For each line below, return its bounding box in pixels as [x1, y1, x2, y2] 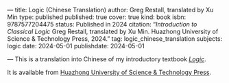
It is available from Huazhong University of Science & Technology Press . [7, 68, 211, 76]
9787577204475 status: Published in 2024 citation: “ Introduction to [7, 20, 197, 28]
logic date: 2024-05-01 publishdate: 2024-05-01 [7, 42, 145, 50]
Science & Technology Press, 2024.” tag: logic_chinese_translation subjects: [7, 35, 223, 43]
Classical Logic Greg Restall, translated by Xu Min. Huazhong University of [7, 27, 219, 35]
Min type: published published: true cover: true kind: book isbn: [7, 13, 186, 21]
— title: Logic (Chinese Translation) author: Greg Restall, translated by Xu [7, 6, 214, 14]
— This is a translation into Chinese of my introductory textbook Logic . [7, 55, 207, 63]
